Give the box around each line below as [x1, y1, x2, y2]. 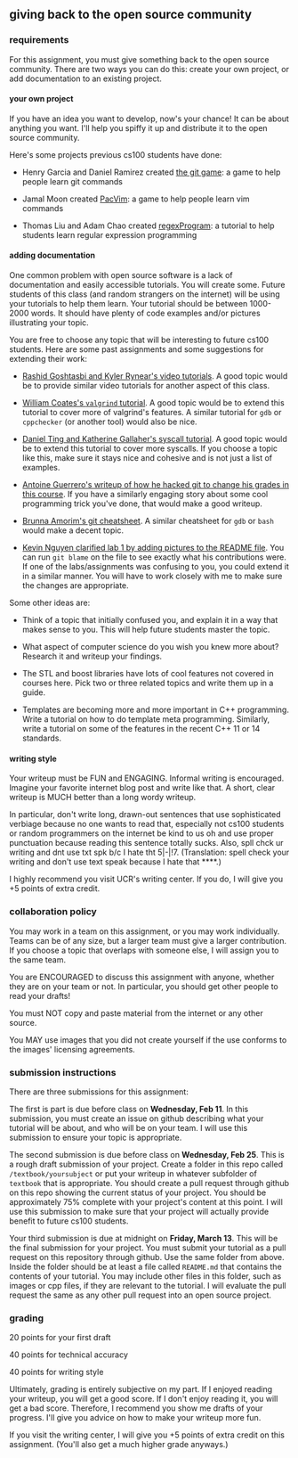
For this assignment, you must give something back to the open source [9, 53, 270, 65]
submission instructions [9, 1066, 117, 1078]
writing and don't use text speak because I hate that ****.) [9, 856, 222, 867]
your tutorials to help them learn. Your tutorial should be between [9, 299, 248, 309]
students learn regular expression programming [21, 229, 197, 240]
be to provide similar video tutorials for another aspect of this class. [21, 381, 270, 391]
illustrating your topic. [9, 317, 89, 328]
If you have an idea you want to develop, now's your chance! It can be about [9, 113, 289, 124]
